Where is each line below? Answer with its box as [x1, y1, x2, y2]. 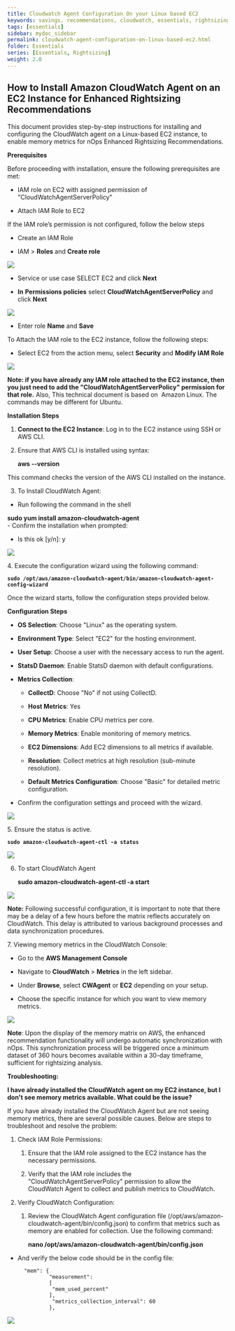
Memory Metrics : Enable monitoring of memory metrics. [27, 729, 192, 738]
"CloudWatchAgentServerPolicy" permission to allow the [27, 1177, 192, 1185]
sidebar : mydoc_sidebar [7, 29, 77, 37]
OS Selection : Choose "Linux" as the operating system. [17, 621, 178, 629]
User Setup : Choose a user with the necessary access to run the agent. [17, 647, 225, 656]
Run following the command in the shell [17, 500, 131, 509]
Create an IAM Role [17, 233, 73, 242]
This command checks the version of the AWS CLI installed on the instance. [7, 473, 226, 481]
